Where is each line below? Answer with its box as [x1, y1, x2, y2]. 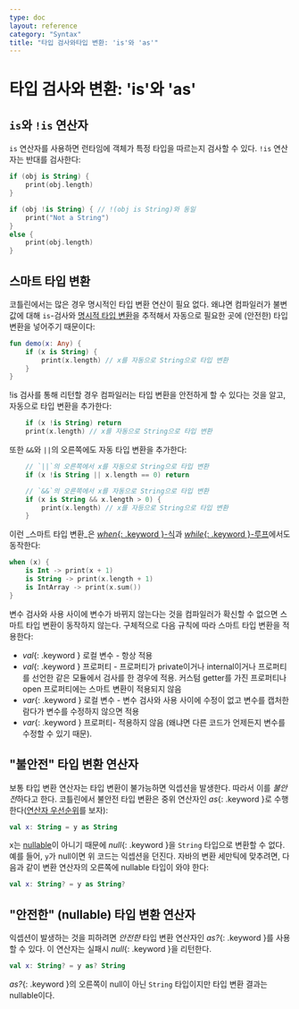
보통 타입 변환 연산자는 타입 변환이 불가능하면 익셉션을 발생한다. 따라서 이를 [9, 782, 271, 793]
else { [9, 230, 34, 239]
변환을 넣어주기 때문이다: [9, 321, 96, 332]
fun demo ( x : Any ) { [9, 339, 82, 348]
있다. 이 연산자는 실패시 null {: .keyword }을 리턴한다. [28, 944, 212, 954]
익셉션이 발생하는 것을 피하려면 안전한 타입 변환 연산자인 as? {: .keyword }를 [9, 932, 274, 944]
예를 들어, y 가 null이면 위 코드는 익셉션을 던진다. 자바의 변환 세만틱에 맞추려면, [9, 851, 281, 861]
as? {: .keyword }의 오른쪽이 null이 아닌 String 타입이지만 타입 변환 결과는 [9, 979, 268, 989]
